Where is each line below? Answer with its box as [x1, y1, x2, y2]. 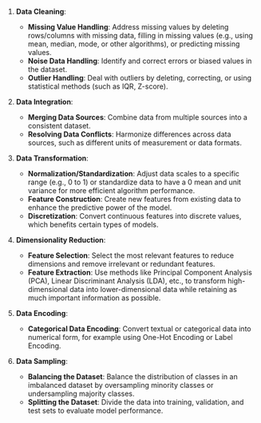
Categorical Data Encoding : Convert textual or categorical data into [27, 324, 251, 334]
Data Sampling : [15, 357, 68, 366]
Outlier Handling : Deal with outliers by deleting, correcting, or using [27, 73, 252, 82]
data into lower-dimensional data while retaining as [69, 285, 237, 294]
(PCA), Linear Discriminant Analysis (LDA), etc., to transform [27, 276, 226, 286]
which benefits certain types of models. [27, 219, 159, 229]
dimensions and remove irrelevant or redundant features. [27, 259, 216, 268]
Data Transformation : [15, 153, 89, 163]
